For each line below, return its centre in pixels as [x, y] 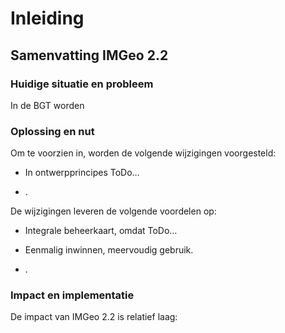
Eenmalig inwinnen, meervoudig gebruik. [109, 250]
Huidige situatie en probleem [82, 84]
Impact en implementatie [72, 295]
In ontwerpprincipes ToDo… [82, 173]
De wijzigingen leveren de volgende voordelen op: [113, 211]
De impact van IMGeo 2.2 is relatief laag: [94, 317]
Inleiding [47, 18]
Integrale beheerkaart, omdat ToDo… [101, 231]
